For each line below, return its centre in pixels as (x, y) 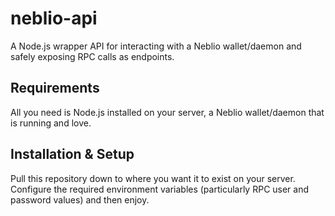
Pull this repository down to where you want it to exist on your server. (153, 178)
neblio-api (54, 18)
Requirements (55, 88)
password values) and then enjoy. (80, 199)
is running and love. (51, 123)
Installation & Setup (72, 154)
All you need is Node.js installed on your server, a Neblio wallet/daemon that (167, 112)
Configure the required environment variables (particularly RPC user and (160, 189)
